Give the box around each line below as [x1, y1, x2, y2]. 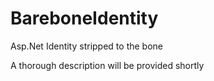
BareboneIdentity [10, 7, 159, 30]
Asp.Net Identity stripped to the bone [10, 40, 163, 52]
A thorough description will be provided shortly [10, 59, 205, 71]
